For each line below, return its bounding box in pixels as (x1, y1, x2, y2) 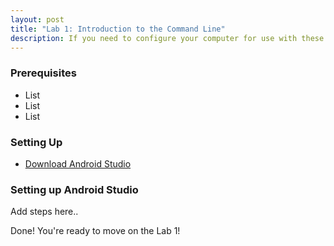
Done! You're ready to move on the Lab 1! (10, 225, 181, 237)
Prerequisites (10, 66, 77, 80)
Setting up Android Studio (10, 182, 139, 196)
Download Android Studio (24, 157, 132, 170)
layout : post (10, 14, 65, 25)
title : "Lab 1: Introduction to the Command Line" (10, 24, 226, 34)
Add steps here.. (10, 206, 79, 218)
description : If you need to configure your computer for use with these (10, 33, 325, 43)
